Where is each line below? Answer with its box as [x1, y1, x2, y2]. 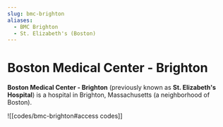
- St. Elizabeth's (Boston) [13, 29, 97, 37]
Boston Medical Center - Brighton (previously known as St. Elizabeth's [7, 83, 217, 92]
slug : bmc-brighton [7, 10, 65, 18]
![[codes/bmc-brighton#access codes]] [7, 112, 123, 120]
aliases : [7, 17, 33, 24]
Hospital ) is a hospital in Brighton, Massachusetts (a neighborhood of [7, 91, 210, 99]
